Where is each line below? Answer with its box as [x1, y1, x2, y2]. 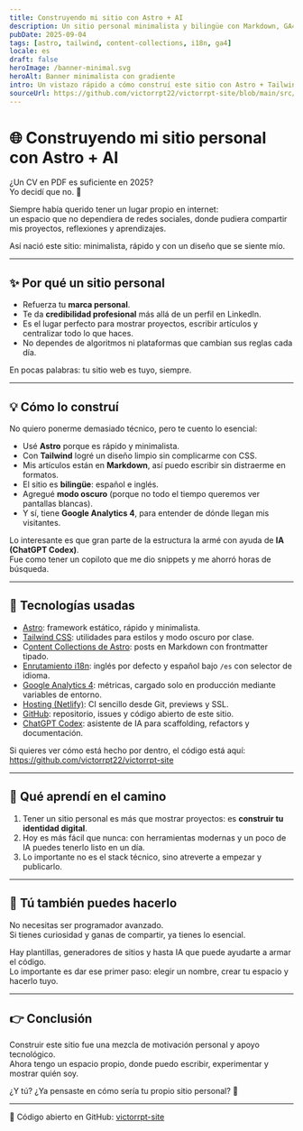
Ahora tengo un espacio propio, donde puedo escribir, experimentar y [9, 1059, 269, 1070]
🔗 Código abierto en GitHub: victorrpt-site [9, 1111, 165, 1123]
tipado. [22, 650, 50, 661]
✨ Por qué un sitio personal [9, 275, 165, 290]
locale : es [9, 47, 50, 56]
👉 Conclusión [9, 1011, 93, 1026]
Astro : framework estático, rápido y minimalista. [22, 621, 201, 632]
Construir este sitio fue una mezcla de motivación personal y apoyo [9, 1039, 260, 1051]
